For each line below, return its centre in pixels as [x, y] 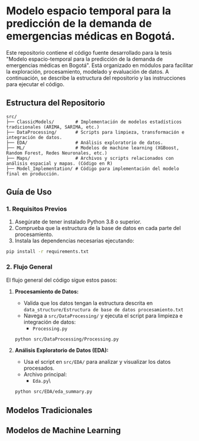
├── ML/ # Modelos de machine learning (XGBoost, [93, 148]
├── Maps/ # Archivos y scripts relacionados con [90, 158]
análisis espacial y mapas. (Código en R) [59, 163]
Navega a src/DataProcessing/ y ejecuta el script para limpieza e [103, 316]
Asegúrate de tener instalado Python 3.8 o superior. [78, 222]
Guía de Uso [29, 192]
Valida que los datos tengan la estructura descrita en [88, 303]
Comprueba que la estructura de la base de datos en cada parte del [98, 228]
